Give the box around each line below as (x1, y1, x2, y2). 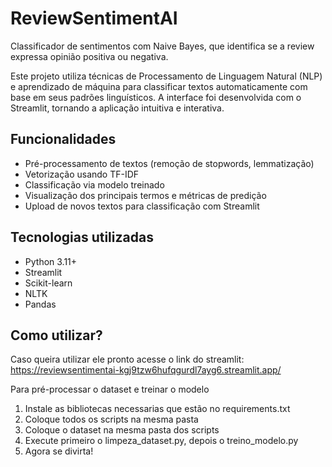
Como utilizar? (10, 327, 103, 344)
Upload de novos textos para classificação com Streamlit (24, 200, 260, 212)
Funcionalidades (10, 131, 117, 148)
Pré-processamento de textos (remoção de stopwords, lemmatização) (24, 157, 315, 169)
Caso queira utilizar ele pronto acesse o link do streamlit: (10, 353, 245, 366)
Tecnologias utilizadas (10, 229, 154, 246)
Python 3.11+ (24, 255, 78, 267)
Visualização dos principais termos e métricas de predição (24, 189, 267, 201)
